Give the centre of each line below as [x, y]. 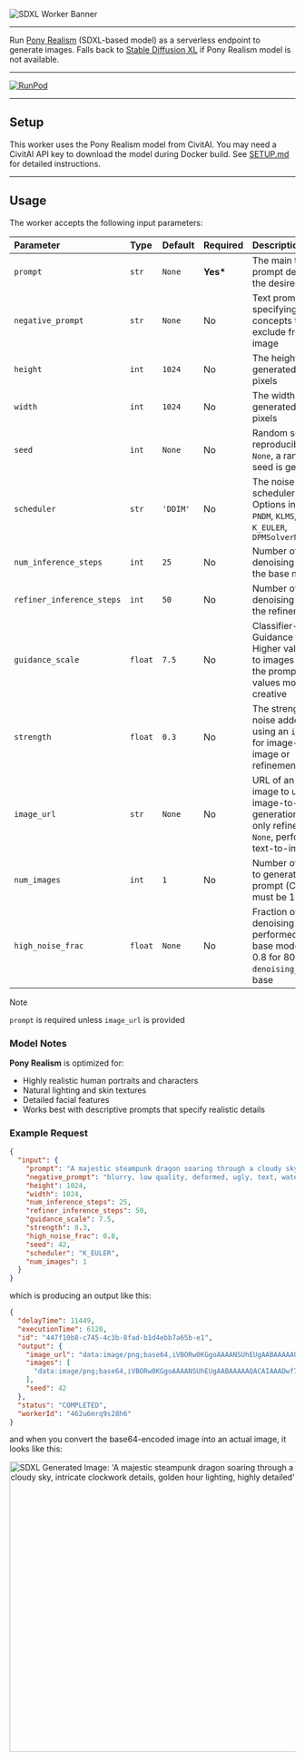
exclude [269, 331]
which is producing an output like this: [80, 1296]
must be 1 [274, 897]
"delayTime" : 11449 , [56, 1321]
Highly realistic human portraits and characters [110, 1080]
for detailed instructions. [55, 163]
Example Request [49, 1133]
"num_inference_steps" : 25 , [79, 1203]
